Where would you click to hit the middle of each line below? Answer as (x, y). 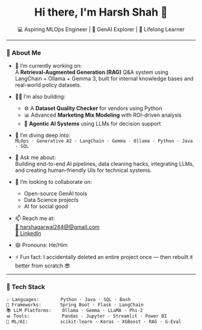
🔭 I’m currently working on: (48, 66)
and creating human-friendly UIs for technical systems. (83, 170)
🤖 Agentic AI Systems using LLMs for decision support (92, 124)
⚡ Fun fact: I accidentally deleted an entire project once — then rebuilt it (104, 257)
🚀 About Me (24, 52)
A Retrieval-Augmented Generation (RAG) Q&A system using (91, 72)
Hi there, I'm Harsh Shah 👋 (101, 12)
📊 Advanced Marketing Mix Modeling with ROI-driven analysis (103, 115)
